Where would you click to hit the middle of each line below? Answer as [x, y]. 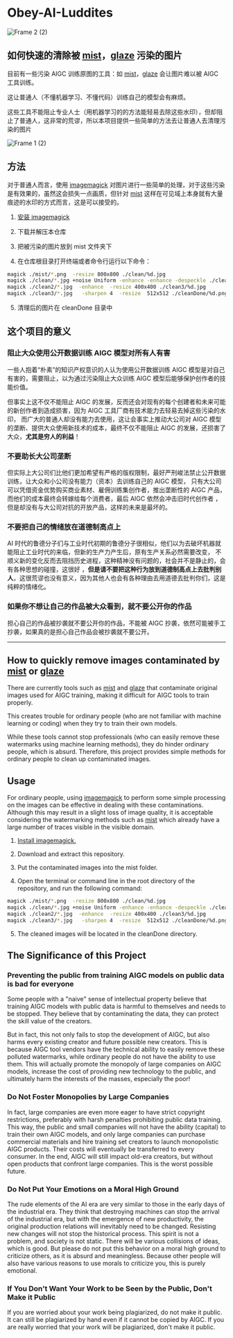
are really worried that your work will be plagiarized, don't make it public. [111, 1327]
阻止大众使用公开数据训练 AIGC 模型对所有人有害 [89, 353]
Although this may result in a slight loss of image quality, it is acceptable [110, 812]
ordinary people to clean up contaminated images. [79, 759]
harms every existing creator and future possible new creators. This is [107, 1042]
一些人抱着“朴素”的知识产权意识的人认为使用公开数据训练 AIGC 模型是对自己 [116, 369]
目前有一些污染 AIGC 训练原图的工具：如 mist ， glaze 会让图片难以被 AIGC [113, 74]
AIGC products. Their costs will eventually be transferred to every [101, 1149]
